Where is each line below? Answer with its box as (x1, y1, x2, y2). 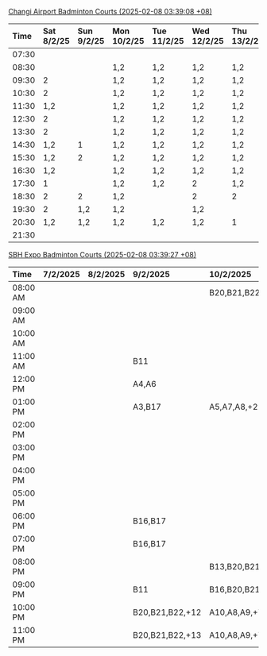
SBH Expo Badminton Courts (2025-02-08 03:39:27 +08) (8, 250, 197, 259)
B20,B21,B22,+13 (132, 630, 202, 640)
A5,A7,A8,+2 (209, 401, 258, 412)
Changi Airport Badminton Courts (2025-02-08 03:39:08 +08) (8, 7, 213, 16)
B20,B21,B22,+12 (132, 607, 202, 618)
